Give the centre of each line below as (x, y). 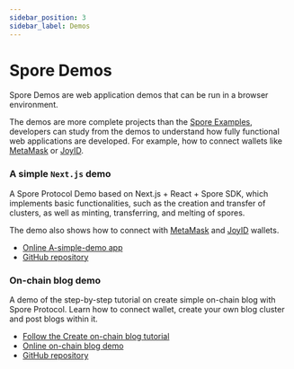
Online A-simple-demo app (72, 247)
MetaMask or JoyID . (46, 151)
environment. (34, 105)
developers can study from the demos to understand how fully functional (145, 132)
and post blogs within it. (54, 319)
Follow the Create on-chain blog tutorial (96, 337)
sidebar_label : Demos (50, 26)
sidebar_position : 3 (48, 18)
